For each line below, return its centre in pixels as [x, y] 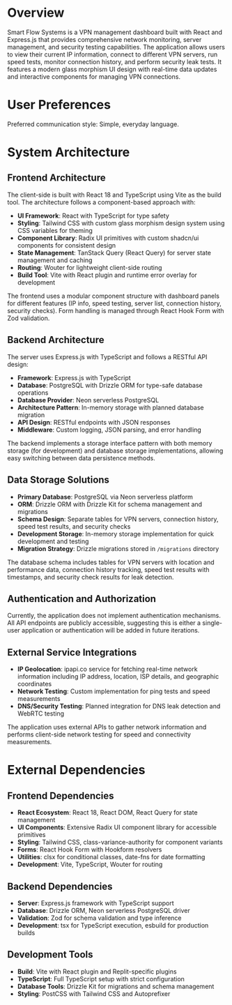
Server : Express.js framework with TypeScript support [95, 903]
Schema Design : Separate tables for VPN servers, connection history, [118, 519]
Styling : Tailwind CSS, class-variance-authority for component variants [120, 842]
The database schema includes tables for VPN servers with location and [111, 562]
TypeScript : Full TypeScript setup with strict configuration [101, 978]
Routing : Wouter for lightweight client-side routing [90, 267]
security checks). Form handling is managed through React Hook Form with [116, 310]
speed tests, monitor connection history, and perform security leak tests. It [114, 61]
